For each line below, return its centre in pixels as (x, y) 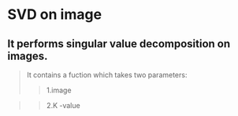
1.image (59, 90)
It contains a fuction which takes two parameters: (107, 75)
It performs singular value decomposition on (119, 44)
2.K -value (63, 105)
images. (28, 56)
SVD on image (55, 15)
